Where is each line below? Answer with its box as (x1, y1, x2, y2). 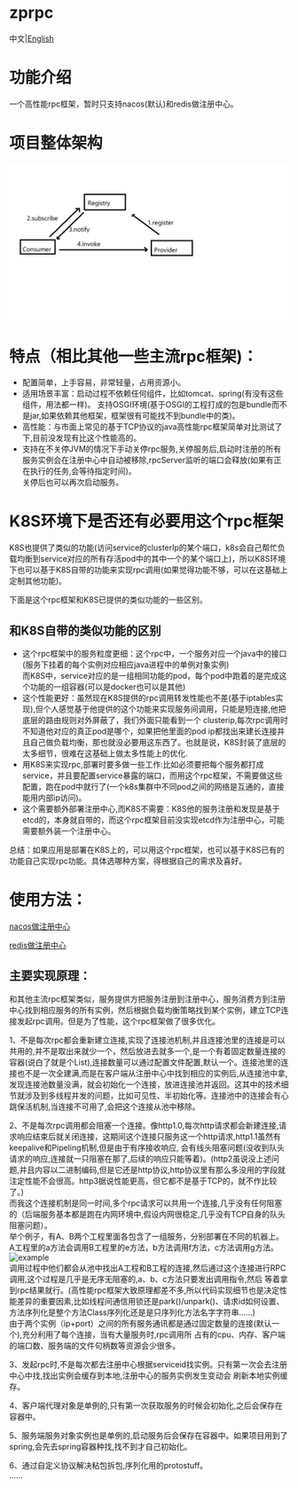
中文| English (9, 33, 55, 43)
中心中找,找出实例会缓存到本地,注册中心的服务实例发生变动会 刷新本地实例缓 (9, 1370, 288, 1381)
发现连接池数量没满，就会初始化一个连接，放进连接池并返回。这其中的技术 (9, 1079, 281, 1090)
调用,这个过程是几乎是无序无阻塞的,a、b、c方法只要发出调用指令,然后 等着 (9, 1273, 281, 1284)
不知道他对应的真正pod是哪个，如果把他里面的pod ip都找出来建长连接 (21, 726, 278, 736)
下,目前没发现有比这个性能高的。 (21, 433, 142, 444)
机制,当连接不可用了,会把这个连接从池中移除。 (32, 1101, 201, 1112)
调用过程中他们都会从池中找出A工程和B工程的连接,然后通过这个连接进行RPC (9, 1263, 286, 1273)
